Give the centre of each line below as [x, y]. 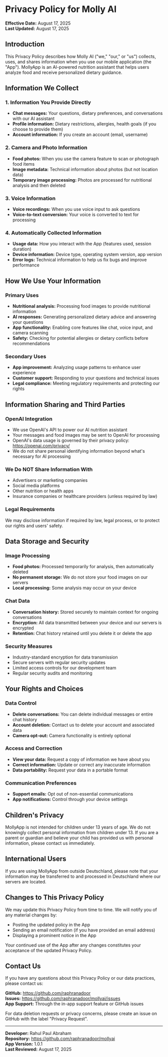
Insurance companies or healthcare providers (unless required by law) [85, 496]
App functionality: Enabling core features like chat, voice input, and [82, 328]
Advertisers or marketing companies [50, 480]
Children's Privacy [34, 815]
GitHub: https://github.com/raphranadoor [48, 993]
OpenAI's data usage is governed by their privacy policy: [71, 440]
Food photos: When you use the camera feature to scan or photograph [85, 159]
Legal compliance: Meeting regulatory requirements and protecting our [86, 383]
